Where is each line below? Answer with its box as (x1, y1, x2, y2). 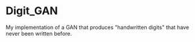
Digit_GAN (5, 4, 58, 18)
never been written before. (5, 30, 72, 37)
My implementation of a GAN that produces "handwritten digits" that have (5, 24, 190, 31)
